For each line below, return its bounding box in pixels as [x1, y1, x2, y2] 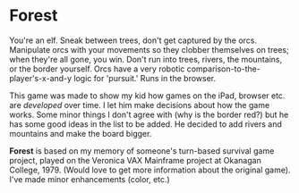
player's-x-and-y [9, 72, 73, 83]
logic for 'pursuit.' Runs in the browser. [73, 72, 217, 83]
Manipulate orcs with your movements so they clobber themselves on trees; [9, 44, 289, 55]
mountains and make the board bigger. [9, 128, 152, 138]
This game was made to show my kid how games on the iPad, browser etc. [9, 90, 286, 101]
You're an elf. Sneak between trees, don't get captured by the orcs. [9, 35, 258, 46]
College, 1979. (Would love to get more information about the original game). [9, 164, 291, 175]
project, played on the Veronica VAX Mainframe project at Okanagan [9, 155, 261, 165]
